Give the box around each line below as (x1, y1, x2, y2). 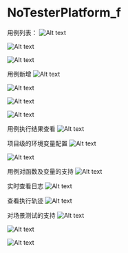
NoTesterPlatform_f (7, 5, 122, 21)
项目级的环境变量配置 (7, 139, 67, 148)
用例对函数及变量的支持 (7, 167, 74, 175)
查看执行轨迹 (7, 196, 43, 205)
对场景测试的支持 (7, 211, 56, 219)
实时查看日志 (7, 181, 43, 190)
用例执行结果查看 (7, 124, 56, 132)
